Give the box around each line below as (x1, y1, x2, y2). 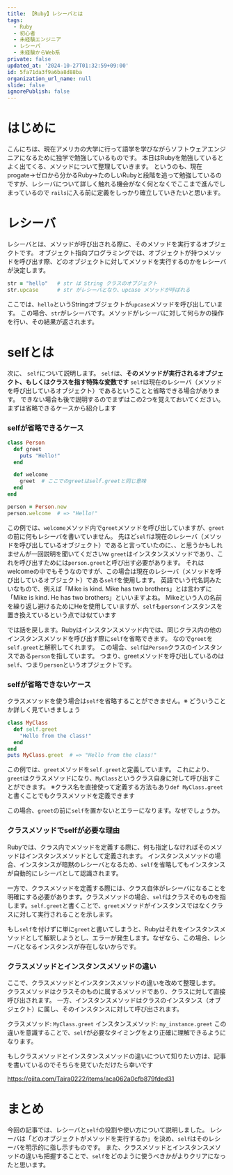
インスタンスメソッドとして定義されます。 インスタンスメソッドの (25, 851, 215, 859)
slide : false (7, 82, 45, 89)
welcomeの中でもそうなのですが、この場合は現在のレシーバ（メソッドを (7, 567, 216, 575)
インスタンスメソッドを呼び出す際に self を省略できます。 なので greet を (7, 634, 214, 642)
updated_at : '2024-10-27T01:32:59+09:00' (7, 62, 129, 69)
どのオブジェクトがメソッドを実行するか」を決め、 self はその (31, 1134, 209, 1142)
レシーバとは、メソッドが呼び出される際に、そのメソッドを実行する (7, 240, 202, 248)
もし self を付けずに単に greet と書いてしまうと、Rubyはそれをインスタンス (7, 924, 220, 933)
